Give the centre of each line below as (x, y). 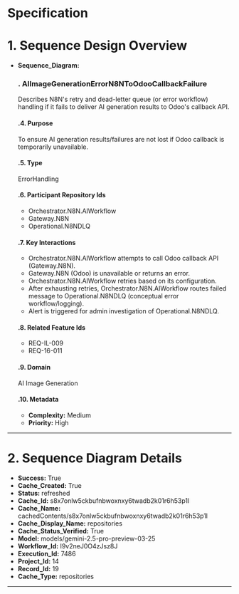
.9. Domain (34, 368)
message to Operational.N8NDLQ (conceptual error (103, 296)
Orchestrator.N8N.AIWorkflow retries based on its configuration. (122, 281)
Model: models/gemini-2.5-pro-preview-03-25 (86, 538)
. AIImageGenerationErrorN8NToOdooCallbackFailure (112, 84)
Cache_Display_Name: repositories (70, 523)
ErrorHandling (38, 179)
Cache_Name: (39, 508)
